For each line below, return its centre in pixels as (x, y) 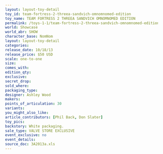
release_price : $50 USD (29, 54)
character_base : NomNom (29, 37)
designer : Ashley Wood (28, 95)
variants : (15, 108)
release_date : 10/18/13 (29, 50)
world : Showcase (21, 28)
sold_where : (17, 86)
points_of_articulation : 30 (33, 104)
